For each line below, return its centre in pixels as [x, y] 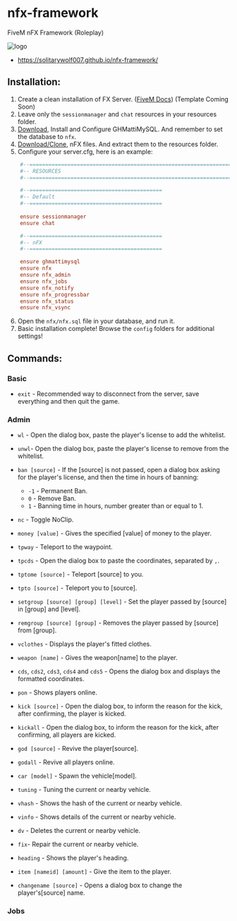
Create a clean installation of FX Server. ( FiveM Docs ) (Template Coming [123, 99]
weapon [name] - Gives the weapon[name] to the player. [97, 658]
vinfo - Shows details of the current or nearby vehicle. [97, 817]
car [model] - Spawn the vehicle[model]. [77, 776]
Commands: [35, 358]
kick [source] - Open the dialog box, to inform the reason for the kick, [120, 706]
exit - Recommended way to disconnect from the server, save [108, 394]
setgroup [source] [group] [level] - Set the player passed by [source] [122, 602]
